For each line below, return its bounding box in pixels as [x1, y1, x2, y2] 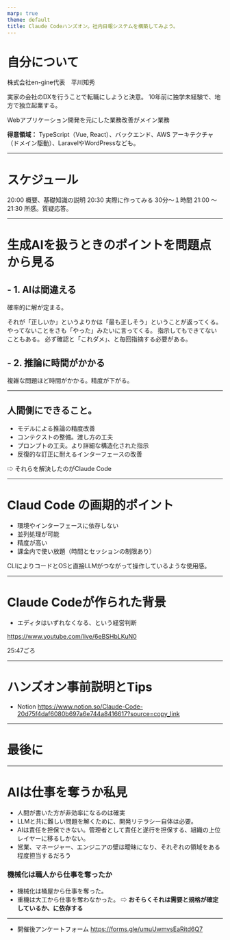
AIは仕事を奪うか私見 [7, 785, 128, 800]
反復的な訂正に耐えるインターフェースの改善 [16, 450, 142, 458]
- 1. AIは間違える [7, 283, 77, 295]
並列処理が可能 [16, 530, 60, 538]
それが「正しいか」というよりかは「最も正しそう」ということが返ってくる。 [7, 318, 222, 326]
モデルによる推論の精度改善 [16, 424, 96, 432]
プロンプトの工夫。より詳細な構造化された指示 [16, 441, 149, 449]
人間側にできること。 [7, 405, 97, 416]
